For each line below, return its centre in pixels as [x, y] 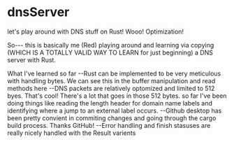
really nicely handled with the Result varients [72, 133]
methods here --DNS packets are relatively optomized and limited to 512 [111, 88]
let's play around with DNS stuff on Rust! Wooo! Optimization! [95, 31]
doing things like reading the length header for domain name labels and [110, 103]
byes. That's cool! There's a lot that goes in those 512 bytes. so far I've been [117, 96]
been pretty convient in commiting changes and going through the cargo [112, 118]
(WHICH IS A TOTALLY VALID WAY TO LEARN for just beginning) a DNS [110, 52]
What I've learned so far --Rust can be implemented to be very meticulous [114, 73]
